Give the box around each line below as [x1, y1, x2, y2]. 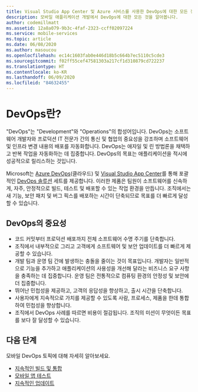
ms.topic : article [6, 36, 51, 42]
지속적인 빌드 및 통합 [14, 364, 62, 372]
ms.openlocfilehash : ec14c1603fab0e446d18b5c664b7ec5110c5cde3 [6, 53, 165, 58]
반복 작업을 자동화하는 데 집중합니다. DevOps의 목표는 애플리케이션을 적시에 [12, 150, 187, 157]
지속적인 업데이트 [14, 379, 55, 387]
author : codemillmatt [6, 19, 60, 25]
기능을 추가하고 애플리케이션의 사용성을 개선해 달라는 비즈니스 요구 [25, 264, 179, 272]
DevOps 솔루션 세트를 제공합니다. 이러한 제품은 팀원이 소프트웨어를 [16, 177, 172, 184]
